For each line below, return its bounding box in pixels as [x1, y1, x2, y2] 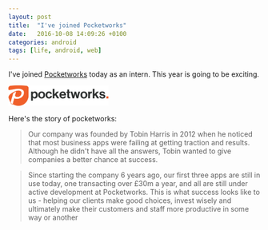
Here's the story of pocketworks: [8, 113, 118, 123]
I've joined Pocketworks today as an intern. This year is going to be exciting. [8, 69, 260, 79]
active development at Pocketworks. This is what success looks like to [27, 187, 260, 196]
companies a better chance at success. [27, 154, 158, 164]
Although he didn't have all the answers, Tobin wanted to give [27, 146, 232, 156]
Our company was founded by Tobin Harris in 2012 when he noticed [27, 129, 254, 139]
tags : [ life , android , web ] [8, 46, 102, 55]
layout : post [8, 13, 52, 21]
